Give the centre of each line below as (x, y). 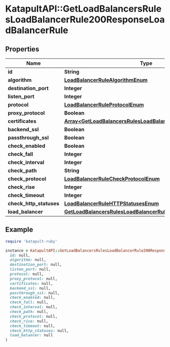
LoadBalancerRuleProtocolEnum (104, 105)
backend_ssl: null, (30, 288)
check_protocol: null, (34, 316)
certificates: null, (31, 283)
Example (19, 230)
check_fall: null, (29, 302)
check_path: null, (29, 312)
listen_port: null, (30, 269)
